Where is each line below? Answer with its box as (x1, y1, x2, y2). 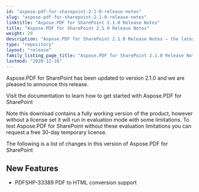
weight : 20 (6, 31, 33, 37)
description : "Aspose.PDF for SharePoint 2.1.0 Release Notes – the (6, 36, 179, 42)
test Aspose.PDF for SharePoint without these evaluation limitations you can (6, 122, 191, 129)
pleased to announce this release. (6, 80, 89, 87)
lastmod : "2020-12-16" (6, 58, 62, 64)
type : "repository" (6, 42, 54, 48)
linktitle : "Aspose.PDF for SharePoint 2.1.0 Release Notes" (6, 19, 161, 25)
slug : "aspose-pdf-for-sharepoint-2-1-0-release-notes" (6, 14, 147, 20)
